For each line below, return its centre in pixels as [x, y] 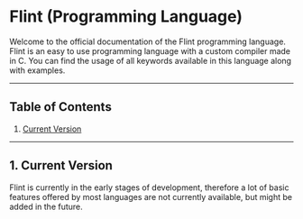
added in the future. [46, 206]
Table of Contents [61, 107]
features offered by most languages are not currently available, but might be [151, 196]
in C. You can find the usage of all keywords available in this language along [150, 60]
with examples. [37, 70]
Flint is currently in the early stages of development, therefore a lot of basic [149, 187]
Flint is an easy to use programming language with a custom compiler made [150, 50]
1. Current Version [61, 165]
